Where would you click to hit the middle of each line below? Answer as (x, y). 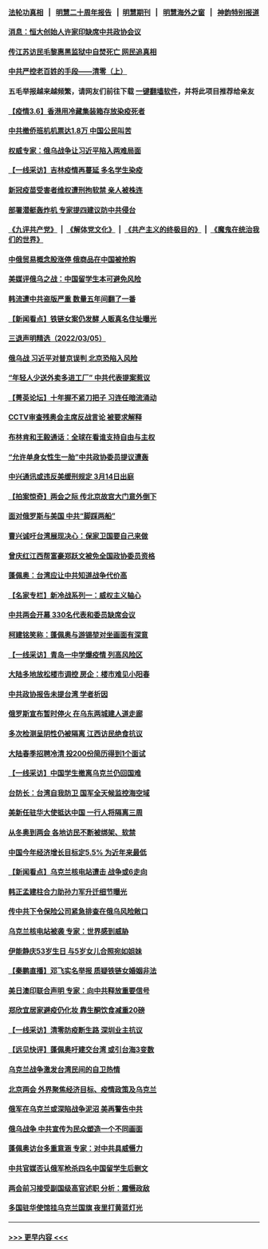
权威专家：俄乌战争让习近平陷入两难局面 (75, 150)
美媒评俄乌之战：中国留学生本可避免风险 (75, 279)
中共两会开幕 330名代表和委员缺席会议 (72, 615)
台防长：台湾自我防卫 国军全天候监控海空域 (79, 793)
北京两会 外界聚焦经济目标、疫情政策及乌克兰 (83, 1089)
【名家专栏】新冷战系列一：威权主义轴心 (75, 595)
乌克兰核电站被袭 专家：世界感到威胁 (69, 931)
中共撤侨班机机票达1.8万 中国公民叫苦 (70, 131)
